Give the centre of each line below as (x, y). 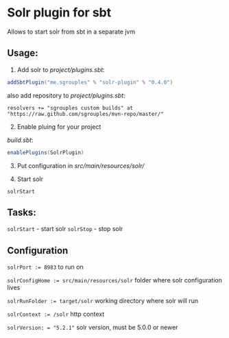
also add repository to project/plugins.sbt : (66, 95)
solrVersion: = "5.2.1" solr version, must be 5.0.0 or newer (93, 328)
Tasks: (22, 212)
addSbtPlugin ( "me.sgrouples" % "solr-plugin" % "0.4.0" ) (90, 82)
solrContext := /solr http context (56, 314)
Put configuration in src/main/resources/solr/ (81, 165)
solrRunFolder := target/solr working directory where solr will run (103, 301)
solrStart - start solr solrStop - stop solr (65, 229)
